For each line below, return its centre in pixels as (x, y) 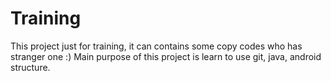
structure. (30, 67)
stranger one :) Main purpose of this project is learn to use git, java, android (166, 56)
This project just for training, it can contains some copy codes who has (156, 46)
